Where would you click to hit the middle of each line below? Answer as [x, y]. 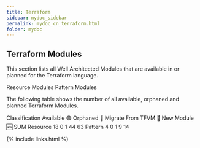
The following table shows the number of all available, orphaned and [93, 99]
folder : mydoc [25, 29]
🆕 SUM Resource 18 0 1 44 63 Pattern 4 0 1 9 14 [68, 127]
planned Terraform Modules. [42, 106]
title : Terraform [29, 12]
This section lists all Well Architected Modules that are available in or [93, 69]
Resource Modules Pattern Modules [52, 87]
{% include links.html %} [37, 139]
